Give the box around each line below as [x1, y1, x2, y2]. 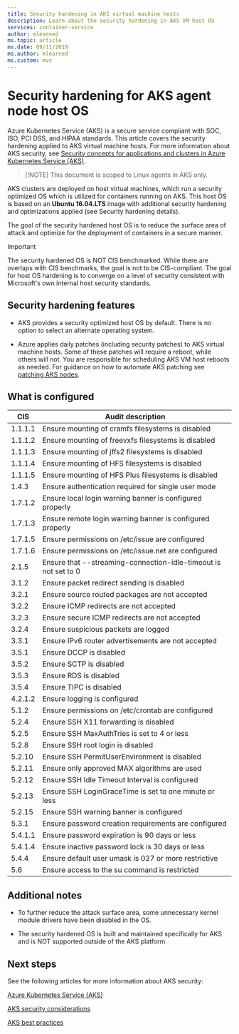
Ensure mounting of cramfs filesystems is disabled [42, 424, 211, 434]
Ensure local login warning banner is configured [42, 493, 203, 503]
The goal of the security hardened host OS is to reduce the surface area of [7, 220, 226, 229]
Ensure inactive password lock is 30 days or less [42, 842, 205, 852]
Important [7, 242, 36, 250]
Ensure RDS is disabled [42, 671, 119, 681]
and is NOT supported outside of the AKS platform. [17, 937, 167, 946]
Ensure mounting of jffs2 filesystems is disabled [42, 447, 203, 457]
